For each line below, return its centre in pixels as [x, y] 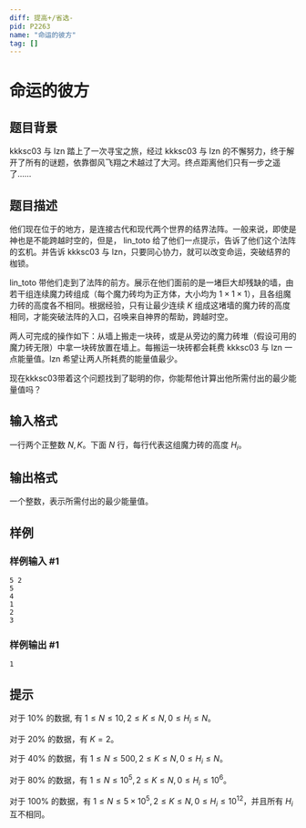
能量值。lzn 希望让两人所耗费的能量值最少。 [100, 359]
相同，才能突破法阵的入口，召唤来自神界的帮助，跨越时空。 [121, 317]
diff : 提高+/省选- [42, 18]
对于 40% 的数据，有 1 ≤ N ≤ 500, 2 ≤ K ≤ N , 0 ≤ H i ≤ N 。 [118, 760]
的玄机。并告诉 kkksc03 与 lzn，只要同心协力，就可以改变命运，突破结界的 [150, 252]
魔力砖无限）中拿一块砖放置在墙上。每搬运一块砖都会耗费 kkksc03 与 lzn [146, 348]
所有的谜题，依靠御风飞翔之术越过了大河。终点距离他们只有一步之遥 [153, 163]
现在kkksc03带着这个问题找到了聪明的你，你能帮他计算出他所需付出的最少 [149, 378]
